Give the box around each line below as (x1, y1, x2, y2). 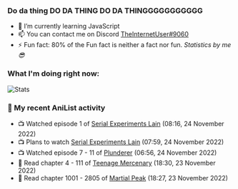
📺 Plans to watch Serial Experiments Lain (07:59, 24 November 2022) (17, 138, 224, 146)
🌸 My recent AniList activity (7, 103, 106, 113)
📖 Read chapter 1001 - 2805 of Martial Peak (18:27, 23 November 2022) (17, 173, 229, 182)
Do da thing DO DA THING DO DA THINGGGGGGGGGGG (7, 6, 204, 16)
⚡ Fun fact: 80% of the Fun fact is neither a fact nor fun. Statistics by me (17, 41, 232, 49)
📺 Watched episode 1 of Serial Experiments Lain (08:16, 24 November (17, 119, 224, 128)
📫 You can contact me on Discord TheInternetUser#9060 (17, 30, 189, 39)
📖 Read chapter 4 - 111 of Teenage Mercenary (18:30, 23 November (17, 158, 216, 167)
